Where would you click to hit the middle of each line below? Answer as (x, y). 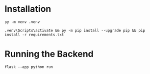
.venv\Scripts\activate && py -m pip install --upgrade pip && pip (75, 30)
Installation (28, 9)
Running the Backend (49, 54)
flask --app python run (29, 67)
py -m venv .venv (22, 22)
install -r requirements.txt (34, 35)
